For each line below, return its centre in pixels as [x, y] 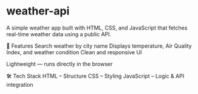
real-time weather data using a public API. [59, 34]
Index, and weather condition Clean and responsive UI [74, 52]
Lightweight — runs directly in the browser [60, 64]
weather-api [38, 11]
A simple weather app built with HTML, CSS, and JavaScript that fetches [97, 28]
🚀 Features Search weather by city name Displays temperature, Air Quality [99, 46]
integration [20, 84]
